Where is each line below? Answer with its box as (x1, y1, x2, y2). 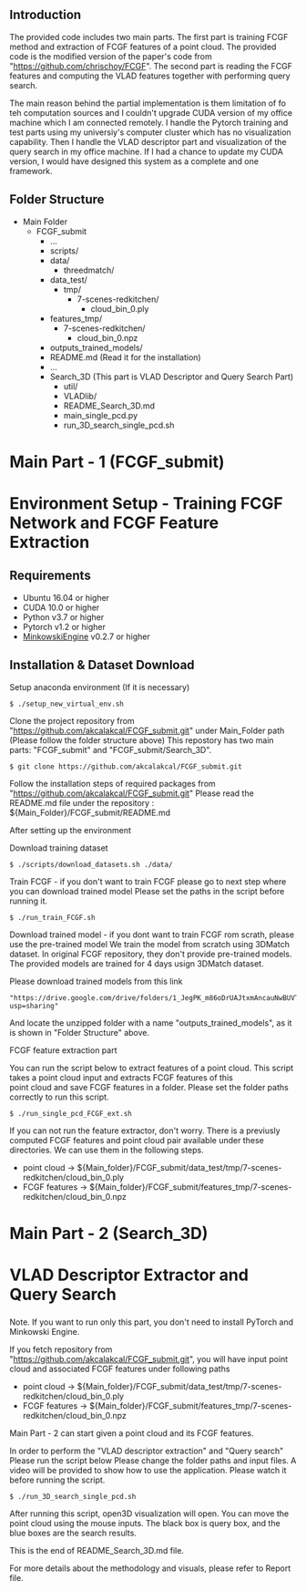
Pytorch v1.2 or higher (22, 621, 107, 632)
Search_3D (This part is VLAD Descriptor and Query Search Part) (49, 371, 294, 382)
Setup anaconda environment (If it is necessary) (9, 681, 190, 692)
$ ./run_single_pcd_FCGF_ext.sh (9, 1109, 132, 1118)
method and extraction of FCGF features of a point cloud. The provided (9, 41, 277, 52)
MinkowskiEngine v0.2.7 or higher (22, 631, 150, 642)
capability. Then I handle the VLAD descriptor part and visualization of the (9, 136, 287, 147)
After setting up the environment (9, 824, 132, 835)
